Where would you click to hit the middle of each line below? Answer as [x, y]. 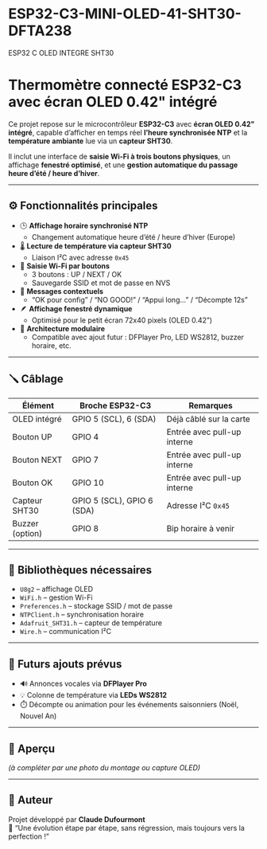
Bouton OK [33, 483]
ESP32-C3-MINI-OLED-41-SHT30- [125, 14]
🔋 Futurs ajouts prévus [65, 664]
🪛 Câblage [36, 379]
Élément [38, 405]
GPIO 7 [85, 460]
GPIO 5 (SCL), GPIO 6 [112, 500]
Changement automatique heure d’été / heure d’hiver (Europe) [133, 237]
